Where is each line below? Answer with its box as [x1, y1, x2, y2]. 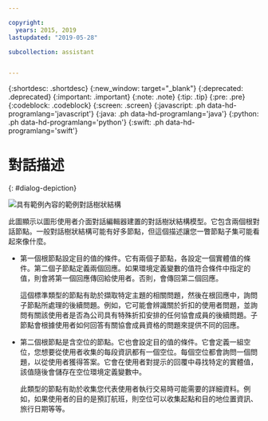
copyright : [8, 18, 45, 26]
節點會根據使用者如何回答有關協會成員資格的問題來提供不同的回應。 [19, 321, 244, 330]
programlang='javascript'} [8, 109, 94, 119]
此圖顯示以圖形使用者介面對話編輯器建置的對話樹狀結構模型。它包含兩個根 [8, 217, 253, 226]
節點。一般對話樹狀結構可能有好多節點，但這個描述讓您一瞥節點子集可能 [14, 226, 253, 236]
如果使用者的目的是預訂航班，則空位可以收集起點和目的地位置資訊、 [33, 394, 258, 403]
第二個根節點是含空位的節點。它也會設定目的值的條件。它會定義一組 [19, 337, 244, 347]
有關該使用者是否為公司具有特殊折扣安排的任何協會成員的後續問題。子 [26, 310, 258, 320]
